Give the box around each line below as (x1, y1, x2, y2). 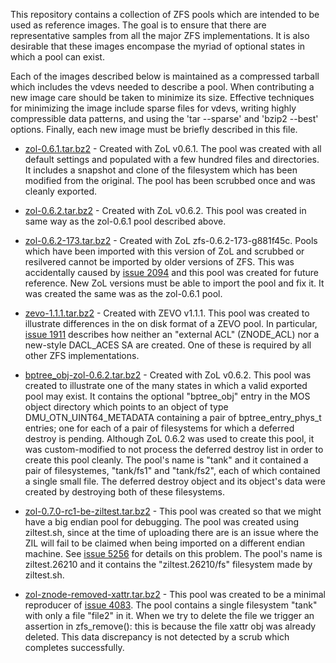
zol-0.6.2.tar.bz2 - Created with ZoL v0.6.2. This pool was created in (24, 205, 307, 216)
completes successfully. (24, 642, 125, 653)
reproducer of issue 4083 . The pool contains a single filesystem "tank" (24, 599, 318, 611)
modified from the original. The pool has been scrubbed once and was (24, 175, 316, 186)
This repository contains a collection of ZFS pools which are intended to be (10, 9, 320, 20)
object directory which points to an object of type (24, 401, 229, 413)
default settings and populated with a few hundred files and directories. (24, 154, 320, 165)
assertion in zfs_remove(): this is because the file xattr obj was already (24, 620, 317, 632)
